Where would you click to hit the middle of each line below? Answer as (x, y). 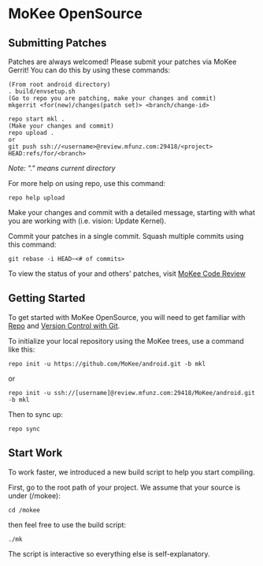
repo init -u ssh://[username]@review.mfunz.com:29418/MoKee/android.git (132, 393)
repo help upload (37, 198)
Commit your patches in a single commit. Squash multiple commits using (126, 236)
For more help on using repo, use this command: (87, 183)
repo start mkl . (37, 119)
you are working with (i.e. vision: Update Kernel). (87, 221)
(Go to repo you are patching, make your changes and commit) (112, 99)
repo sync (24, 429)
